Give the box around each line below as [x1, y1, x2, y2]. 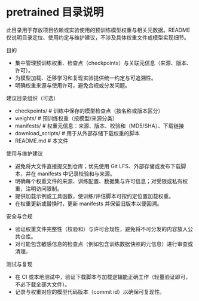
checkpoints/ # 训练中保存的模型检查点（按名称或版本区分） [14, 107, 164, 114]
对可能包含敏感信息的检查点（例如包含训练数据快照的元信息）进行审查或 [14, 240, 193, 247]
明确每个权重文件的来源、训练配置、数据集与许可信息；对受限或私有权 [14, 177, 188, 184]
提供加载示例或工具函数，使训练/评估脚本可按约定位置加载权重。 [14, 192, 174, 199]
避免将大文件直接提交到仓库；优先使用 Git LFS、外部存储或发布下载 [14, 162, 181, 169]
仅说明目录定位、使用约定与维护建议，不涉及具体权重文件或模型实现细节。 [6, 34, 189, 41]
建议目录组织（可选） [6, 94, 59, 102]
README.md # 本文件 [14, 137, 69, 144]
